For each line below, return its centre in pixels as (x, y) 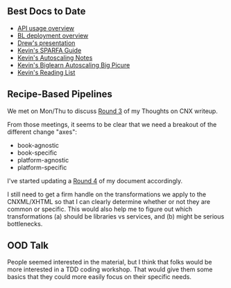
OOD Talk (28, 246)
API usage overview (46, 28)
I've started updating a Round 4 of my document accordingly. (95, 180)
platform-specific (42, 167)
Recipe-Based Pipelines (60, 94)
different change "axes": (42, 132)
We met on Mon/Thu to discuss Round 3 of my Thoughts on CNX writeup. (113, 111)
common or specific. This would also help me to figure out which (100, 209)
